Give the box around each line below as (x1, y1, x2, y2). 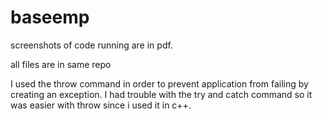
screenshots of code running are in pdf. (10, 39, 173, 51)
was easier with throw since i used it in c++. (10, 99, 192, 111)
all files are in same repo (10, 58, 112, 70)
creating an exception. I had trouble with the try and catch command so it (10, 88, 313, 100)
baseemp (10, 6, 90, 29)
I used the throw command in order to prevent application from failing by (10, 77, 309, 90)
